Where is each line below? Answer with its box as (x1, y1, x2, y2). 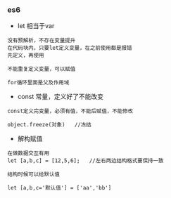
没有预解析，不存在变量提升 (7, 37, 76, 44)
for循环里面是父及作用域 (7, 79, 70, 86)
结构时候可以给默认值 (7, 171, 60, 178)
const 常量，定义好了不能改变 (17, 93, 104, 101)
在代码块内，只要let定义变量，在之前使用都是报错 (7, 44, 132, 52)
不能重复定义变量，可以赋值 (7, 65, 76, 73)
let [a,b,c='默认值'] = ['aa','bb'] (7, 185, 112, 192)
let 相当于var (17, 22, 55, 30)
